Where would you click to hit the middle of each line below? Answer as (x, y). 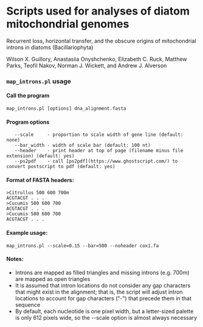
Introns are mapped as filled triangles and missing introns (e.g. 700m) (102, 272)
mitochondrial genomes (68, 24)
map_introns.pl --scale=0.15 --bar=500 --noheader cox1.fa (83, 246)
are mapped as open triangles (53, 279)
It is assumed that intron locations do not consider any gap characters (103, 285)
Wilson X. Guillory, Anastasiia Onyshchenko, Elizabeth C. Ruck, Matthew (97, 59)
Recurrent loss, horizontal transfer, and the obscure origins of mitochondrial (101, 41)
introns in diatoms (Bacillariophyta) (50, 47)
